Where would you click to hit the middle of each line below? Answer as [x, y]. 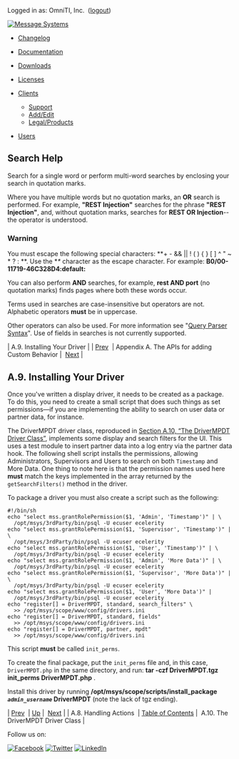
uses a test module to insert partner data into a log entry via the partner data [120, 446]
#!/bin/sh [22, 510]
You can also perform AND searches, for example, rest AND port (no [109, 283]
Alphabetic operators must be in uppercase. [72, 312]
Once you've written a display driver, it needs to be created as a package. [116, 394]
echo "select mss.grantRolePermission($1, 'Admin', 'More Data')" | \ [115, 560]
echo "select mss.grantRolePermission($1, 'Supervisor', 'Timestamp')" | [119, 529]
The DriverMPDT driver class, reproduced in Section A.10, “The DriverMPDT [119, 430]
